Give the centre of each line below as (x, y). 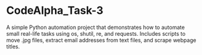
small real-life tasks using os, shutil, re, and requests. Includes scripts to (96, 33)
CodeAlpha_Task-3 (55, 11)
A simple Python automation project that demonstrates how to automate (96, 27)
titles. (13, 47)
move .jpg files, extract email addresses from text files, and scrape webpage (101, 40)
